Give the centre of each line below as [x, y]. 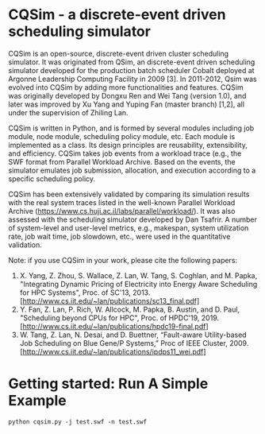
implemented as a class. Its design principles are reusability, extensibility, [128, 145]
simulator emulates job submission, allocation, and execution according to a [132, 170]
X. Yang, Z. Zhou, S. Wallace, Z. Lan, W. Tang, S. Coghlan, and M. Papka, [138, 275]
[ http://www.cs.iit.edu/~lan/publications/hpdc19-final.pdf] [114, 326]
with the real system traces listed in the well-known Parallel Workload [122, 202]
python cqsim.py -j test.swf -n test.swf [78, 422]
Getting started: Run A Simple [108, 384]
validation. [25, 245]
